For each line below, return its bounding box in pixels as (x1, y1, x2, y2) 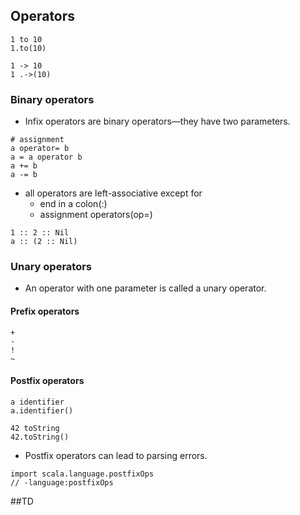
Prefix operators (10, 305, 80, 317)
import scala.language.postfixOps (10, 469, 155, 479)
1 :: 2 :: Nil (10, 228, 70, 238)
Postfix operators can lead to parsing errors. (24, 449, 208, 461)
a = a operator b (10, 152, 83, 163)
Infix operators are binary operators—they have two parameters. (24, 115, 291, 128)
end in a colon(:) (39, 198, 108, 210)
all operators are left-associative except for (24, 187, 203, 199)
